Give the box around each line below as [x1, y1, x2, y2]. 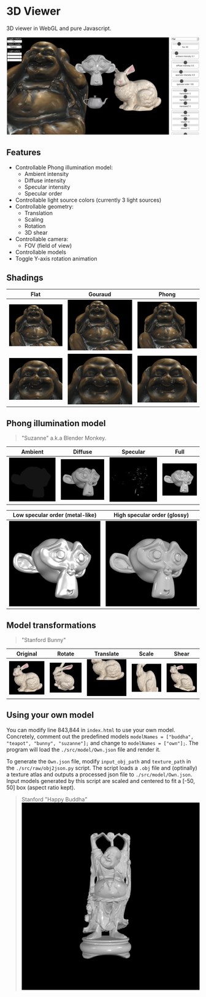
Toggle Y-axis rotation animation [15, 254, 97, 262]
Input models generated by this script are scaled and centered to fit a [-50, [6, 777, 195, 784]
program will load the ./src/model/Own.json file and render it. [6, 746, 161, 753]
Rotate [57, 650, 75, 657]
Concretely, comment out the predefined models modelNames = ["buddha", [6, 733, 194, 740]
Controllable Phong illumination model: [15, 164, 113, 171]
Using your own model [6, 710, 94, 720]
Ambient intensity [24, 170, 69, 177]
